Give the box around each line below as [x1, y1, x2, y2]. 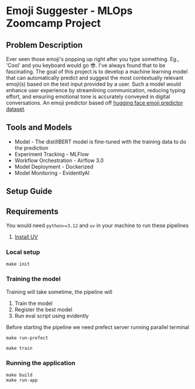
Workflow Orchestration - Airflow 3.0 [14, 157, 104, 164]
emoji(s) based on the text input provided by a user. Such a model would [6, 81, 182, 88]
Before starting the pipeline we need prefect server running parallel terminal [6, 323, 189, 330]
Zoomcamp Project [6, 16, 101, 30]
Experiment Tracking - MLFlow [14, 150, 90, 157]
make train [6, 345, 33, 351]
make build [6, 372, 33, 378]
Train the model [14, 300, 53, 307]
